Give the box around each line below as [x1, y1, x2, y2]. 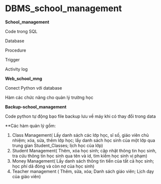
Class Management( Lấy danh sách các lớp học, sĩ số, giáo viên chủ [12, 132, 149, 138]
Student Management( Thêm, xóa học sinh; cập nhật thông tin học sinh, [12, 147, 157, 153]
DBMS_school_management [5, 3, 122, 14]
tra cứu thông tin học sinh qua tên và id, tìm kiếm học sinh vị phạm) [12, 153, 148, 159]
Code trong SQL [5, 28, 38, 34]
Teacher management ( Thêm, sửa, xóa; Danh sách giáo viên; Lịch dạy [12, 168, 154, 174]
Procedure [5, 47, 26, 53]
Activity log [5, 66, 28, 72]
